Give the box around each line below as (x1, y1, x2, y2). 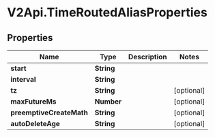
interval (10, 75, 36, 84)
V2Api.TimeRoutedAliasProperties (7, 5, 208, 20)
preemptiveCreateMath (10, 108, 89, 117)
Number (94, 97, 122, 106)
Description (128, 52, 167, 61)
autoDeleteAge (10, 119, 60, 128)
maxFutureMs (10, 97, 57, 106)
